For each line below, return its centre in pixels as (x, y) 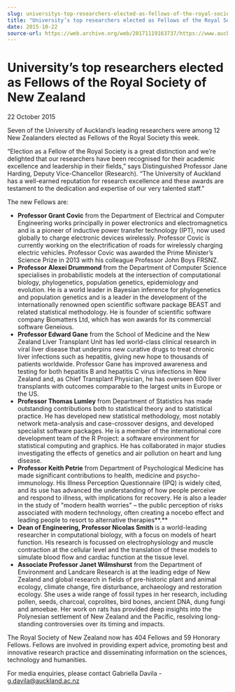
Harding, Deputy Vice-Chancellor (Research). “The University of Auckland (114, 174)
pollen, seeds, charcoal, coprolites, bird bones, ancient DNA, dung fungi (121, 602)
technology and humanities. (47, 660)
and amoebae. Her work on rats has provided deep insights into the (114, 610)
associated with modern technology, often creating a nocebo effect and (121, 513)
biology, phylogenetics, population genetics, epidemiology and (108, 282)
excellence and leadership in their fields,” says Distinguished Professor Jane (117, 166)
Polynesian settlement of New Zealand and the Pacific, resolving (111, 617)
